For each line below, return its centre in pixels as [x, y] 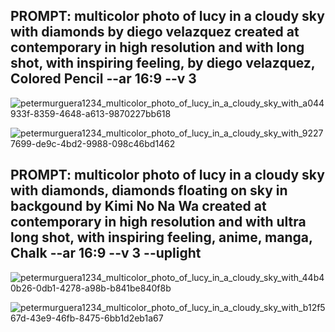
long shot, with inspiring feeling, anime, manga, [161, 237]
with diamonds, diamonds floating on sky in [149, 190]
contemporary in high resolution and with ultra [158, 222]
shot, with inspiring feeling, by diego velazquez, [163, 63]
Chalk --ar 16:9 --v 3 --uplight [106, 253]
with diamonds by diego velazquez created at [155, 32]
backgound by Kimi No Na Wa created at [138, 206]
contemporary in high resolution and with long [157, 47]
